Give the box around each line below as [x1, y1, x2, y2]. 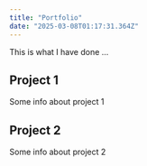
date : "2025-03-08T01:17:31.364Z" [9, 22, 140, 31]
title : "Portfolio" [9, 13, 83, 23]
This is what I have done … [9, 46, 109, 57]
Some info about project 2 [9, 146, 106, 158]
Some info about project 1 [9, 97, 105, 107]
